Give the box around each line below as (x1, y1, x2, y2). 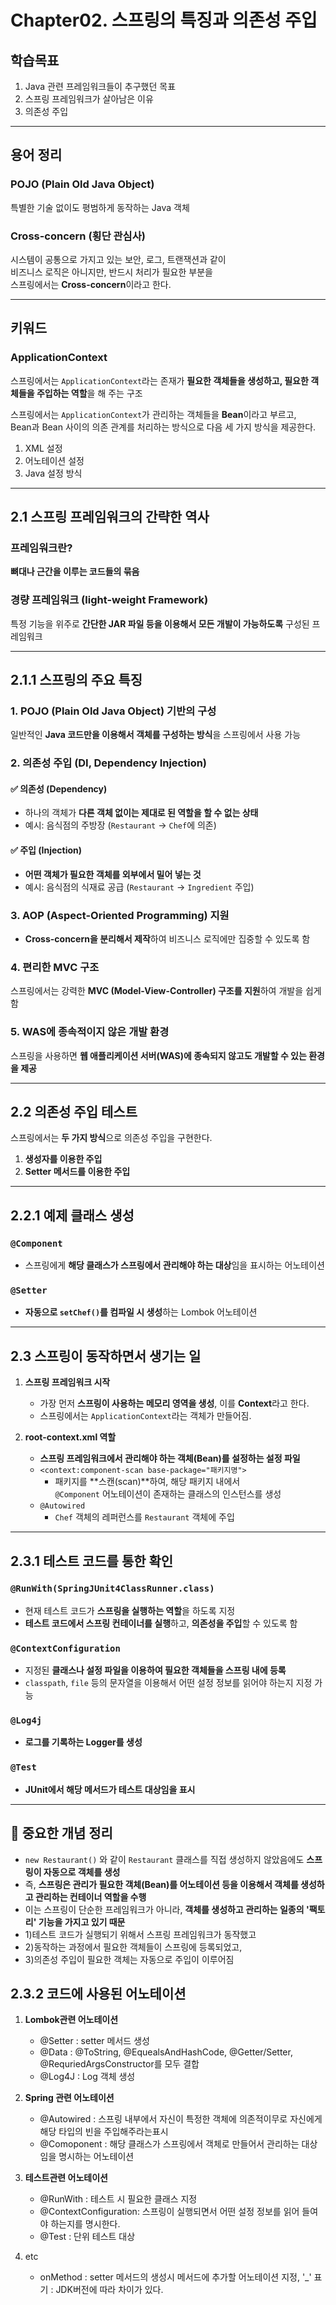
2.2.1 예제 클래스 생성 (10, 1207, 135, 1224)
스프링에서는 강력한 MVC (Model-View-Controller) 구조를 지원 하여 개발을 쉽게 (10, 985, 322, 997)
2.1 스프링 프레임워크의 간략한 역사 (10, 509, 210, 526)
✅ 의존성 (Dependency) (10, 782, 108, 795)
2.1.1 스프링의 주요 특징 (10, 672, 143, 689)
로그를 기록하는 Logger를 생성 (24, 1736, 143, 1748)
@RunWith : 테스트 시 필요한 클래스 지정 (39, 2193, 198, 2205)
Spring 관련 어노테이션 (24, 2092, 115, 2104)
